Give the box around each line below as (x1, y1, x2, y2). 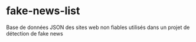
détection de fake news (6, 30, 63, 37)
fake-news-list (6, 4, 80, 18)
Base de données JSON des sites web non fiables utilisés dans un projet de (6, 24, 190, 31)
